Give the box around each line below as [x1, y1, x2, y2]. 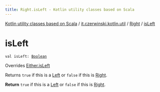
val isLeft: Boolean [5, 54, 47, 59]
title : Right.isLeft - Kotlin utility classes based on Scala [5, 7, 135, 12]
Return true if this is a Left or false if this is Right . [5, 81, 106, 87]
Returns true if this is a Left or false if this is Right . [5, 72, 108, 78]
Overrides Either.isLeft [5, 62, 50, 69]
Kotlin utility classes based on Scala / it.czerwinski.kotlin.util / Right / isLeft [5, 21, 155, 26]
